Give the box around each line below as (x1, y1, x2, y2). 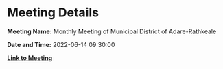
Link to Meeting (7, 53, 53, 62)
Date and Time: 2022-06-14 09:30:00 (7, 40, 115, 49)
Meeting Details (7, 5, 99, 20)
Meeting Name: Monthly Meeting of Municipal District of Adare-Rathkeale (7, 27, 217, 36)
